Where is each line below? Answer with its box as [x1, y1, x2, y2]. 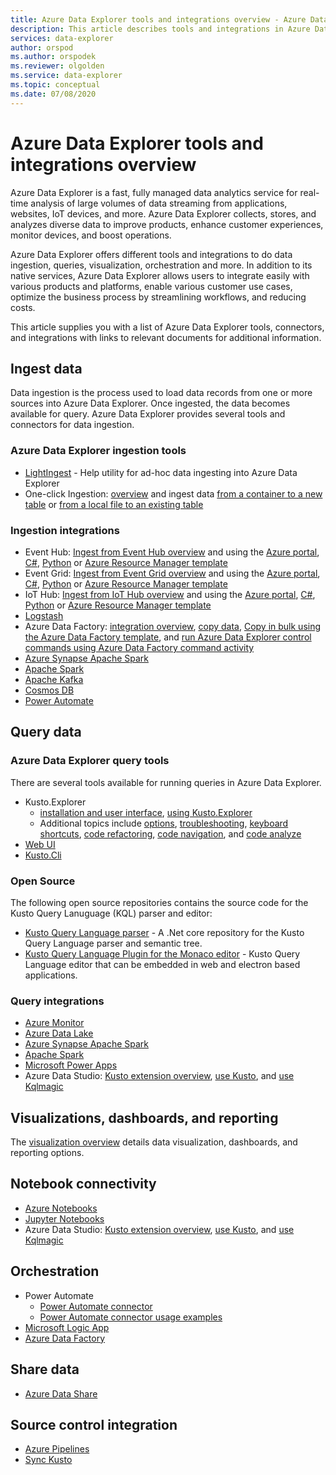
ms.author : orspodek [10, 52, 97, 62]
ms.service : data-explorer [10, 71, 123, 81]
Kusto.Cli [24, 849, 62, 861]
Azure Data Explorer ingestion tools [10, 444, 187, 458]
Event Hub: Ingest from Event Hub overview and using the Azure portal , [24, 546, 320, 558]
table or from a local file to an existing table [24, 498, 204, 510]
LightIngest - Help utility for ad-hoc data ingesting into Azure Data [24, 466, 298, 478]
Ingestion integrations [10, 523, 120, 537]
